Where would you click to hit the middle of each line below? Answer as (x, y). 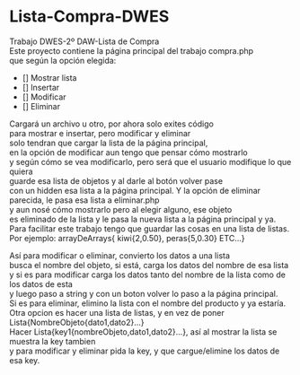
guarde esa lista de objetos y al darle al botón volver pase (116, 180)
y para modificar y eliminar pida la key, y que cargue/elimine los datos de (145, 351)
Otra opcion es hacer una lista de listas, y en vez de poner (117, 312)
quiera (21, 171)
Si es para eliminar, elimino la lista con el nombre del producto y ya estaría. (148, 303)
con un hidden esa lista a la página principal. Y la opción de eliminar (135, 190)
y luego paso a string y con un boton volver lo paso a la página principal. (144, 293)
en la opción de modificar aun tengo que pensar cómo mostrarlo (129, 152)
